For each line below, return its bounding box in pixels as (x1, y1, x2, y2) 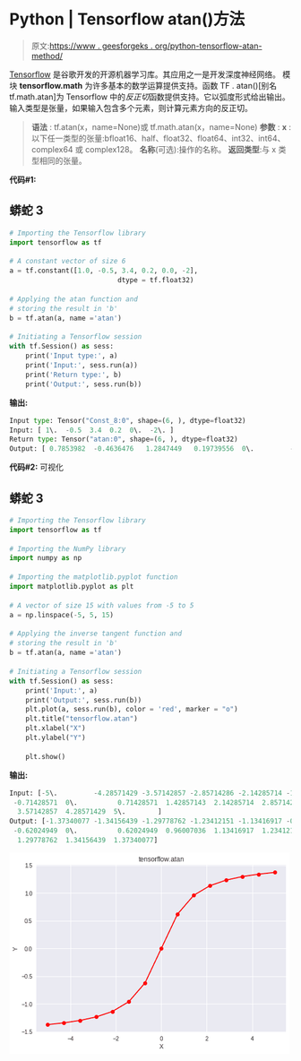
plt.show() (25, 752, 66, 761)
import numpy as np (9, 554, 82, 563)
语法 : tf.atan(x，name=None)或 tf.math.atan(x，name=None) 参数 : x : (30, 121, 292, 132)
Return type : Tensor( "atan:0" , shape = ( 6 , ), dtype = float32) (9, 435, 239, 444)
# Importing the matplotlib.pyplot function (9, 573, 178, 582)
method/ (30, 50, 64, 61)
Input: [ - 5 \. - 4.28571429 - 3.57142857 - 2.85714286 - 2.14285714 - (9, 789, 291, 798)
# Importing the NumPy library (9, 544, 126, 553)
